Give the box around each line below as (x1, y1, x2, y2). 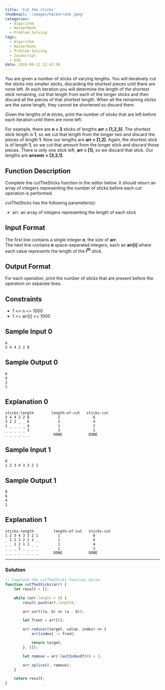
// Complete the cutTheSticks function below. (5, 578, 102, 583)
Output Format (5, 262, 51, 271)
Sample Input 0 (5, 327, 53, 336)
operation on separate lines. (5, 280, 62, 286)
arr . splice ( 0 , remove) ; (23, 662, 71, 668)
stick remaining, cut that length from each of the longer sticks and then (5, 92, 149, 98)
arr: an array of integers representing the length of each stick (12, 209, 137, 215)
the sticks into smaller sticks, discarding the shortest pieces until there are (5, 81, 156, 87)
